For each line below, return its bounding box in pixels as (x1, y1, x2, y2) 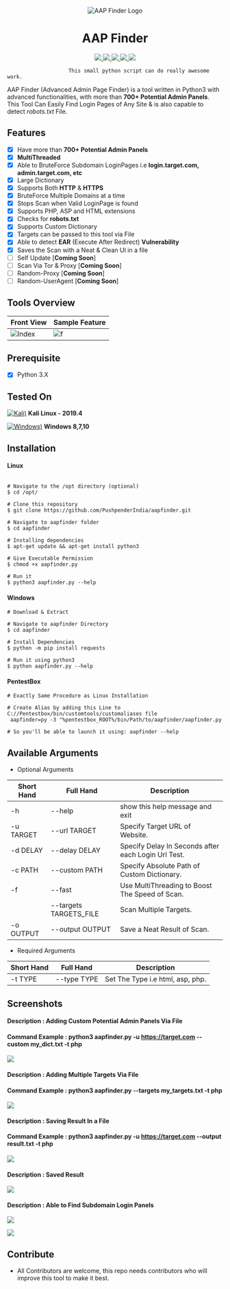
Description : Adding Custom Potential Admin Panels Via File (7, 1017, 183, 1025)
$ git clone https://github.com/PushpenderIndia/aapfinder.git (7, 507, 192, 514)
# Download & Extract (7, 608, 69, 616)
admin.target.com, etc (16, 168, 83, 176)
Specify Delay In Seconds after (119, 841, 220, 851)
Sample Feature (53, 317, 106, 327)
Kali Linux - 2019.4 (28, 409, 83, 418)
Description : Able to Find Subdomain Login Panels (7, 1200, 154, 1209)
